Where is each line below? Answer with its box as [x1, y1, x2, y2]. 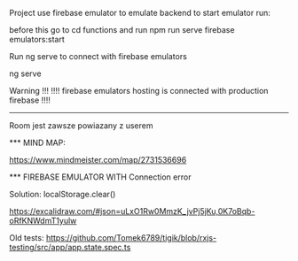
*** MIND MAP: [9, 137, 67, 148]
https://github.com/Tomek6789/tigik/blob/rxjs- [45, 233, 217, 242]
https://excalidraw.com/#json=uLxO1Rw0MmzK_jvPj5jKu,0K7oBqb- [9, 206, 255, 216]
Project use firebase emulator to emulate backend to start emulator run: [9, 8, 271, 18]
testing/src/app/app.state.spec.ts [9, 242, 131, 252]
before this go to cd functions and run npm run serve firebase [9, 25, 235, 35]
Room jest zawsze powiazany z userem [9, 120, 153, 131]
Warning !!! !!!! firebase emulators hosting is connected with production [9, 86, 269, 96]
